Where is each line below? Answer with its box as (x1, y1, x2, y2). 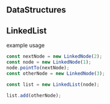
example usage (6, 42, 45, 49)
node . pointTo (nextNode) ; (6, 64, 70, 71)
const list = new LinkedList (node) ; (6, 81, 100, 88)
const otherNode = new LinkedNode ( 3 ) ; (6, 70, 105, 77)
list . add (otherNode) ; (6, 92, 62, 99)
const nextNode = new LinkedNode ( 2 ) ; (6, 54, 103, 60)
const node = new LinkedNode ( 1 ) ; (6, 59, 92, 66)
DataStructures (6, 5, 66, 15)
